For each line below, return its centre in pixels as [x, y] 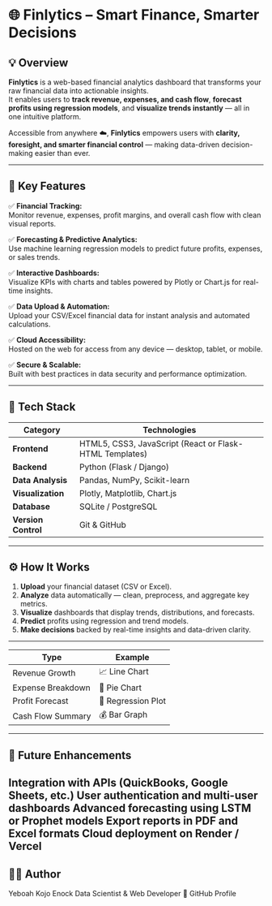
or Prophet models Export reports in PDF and [123, 821]
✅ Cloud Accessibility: [47, 339]
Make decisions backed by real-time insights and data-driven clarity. [136, 630]
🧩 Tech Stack [42, 407]
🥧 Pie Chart [120, 688]
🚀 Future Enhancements [70, 755]
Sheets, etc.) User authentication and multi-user [133, 796]
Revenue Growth [44, 673]
